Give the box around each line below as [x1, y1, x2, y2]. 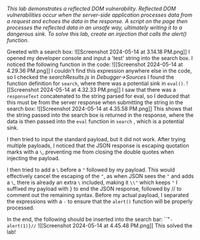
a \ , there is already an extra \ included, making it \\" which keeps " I [7, 179, 178, 186]
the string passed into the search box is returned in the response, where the [7, 111, 194, 119]
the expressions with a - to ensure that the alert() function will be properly [7, 198, 193, 205]
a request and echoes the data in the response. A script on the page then [7, 18, 188, 24]
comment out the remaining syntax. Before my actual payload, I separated [7, 192, 189, 198]
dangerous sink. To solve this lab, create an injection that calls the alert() [7, 30, 187, 38]
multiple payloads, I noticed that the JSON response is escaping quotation [7, 142, 190, 149]
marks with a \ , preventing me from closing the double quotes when [7, 148, 174, 155]
